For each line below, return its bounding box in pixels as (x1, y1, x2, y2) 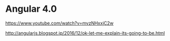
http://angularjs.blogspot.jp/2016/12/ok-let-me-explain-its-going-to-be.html (5, 30, 165, 36)
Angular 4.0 (5, 3, 57, 15)
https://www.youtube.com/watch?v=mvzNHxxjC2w (5, 20, 114, 26)
